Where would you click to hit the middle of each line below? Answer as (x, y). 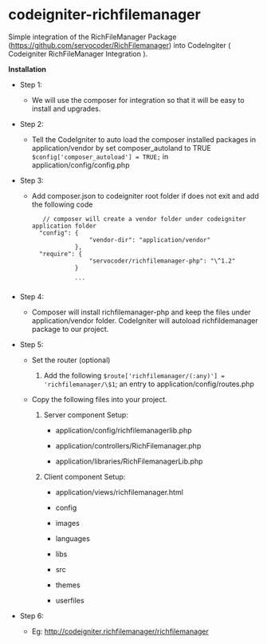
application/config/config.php (80, 164)
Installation (27, 69)
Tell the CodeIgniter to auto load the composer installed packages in (144, 139)
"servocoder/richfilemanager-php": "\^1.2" (162, 261)
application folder (64, 226)
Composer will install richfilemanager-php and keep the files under (141, 312)
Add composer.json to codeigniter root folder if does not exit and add (145, 196)
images (67, 523)
